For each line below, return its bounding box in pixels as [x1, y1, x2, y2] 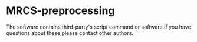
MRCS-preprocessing [6, 4, 115, 17]
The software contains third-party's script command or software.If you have [6, 23, 191, 30]
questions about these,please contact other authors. [6, 29, 134, 36]
